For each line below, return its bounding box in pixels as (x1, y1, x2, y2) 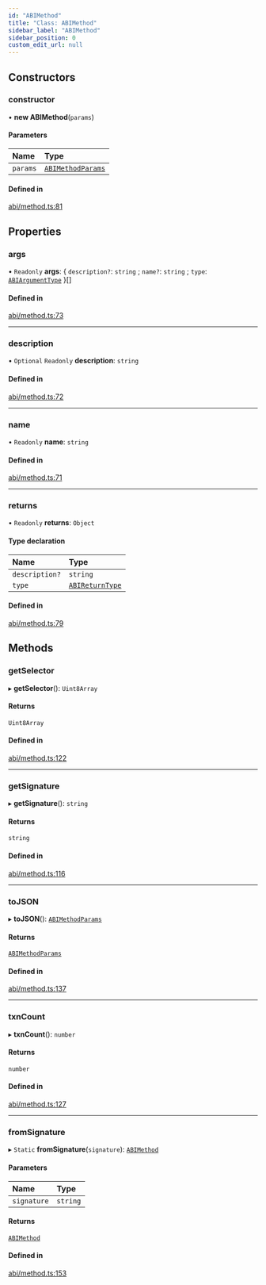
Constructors (8, 71, 76, 84)
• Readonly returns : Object (8, 518, 95, 527)
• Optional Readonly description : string (8, 356, 139, 366)
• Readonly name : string (8, 437, 89, 447)
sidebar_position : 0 (8, 33, 77, 42)
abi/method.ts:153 (8, 1268, 67, 1278)
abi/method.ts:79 (8, 618, 64, 627)
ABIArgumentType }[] (8, 274, 72, 284)
